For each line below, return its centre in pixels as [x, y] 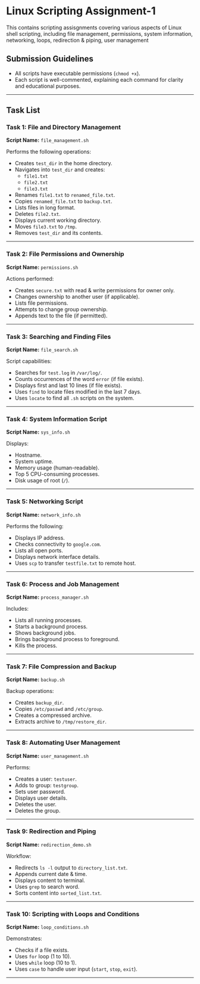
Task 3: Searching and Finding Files [59, 336]
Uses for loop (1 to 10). [43, 957]
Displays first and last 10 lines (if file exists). [68, 385]
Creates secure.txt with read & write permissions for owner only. [95, 290]
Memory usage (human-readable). [57, 468]
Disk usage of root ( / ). [42, 481]
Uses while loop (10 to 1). [46, 963]
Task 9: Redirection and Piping [51, 831]
